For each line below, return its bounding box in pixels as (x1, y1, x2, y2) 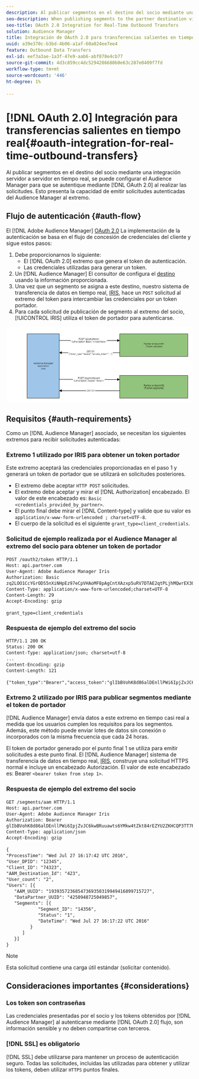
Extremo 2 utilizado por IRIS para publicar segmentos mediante (6, 693, 191, 701)
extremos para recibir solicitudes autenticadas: (6, 436, 121, 443)
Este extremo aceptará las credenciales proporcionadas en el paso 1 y (6, 464, 177, 471)
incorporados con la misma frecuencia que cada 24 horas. (6, 733, 149, 740)
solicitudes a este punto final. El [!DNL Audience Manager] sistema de (6, 751, 176, 758)
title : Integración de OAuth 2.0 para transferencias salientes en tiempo (6, 34, 195, 41)
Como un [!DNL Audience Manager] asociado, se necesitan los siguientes (6, 430, 187, 437)
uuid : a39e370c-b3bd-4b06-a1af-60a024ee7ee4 (6, 41, 118, 47)
